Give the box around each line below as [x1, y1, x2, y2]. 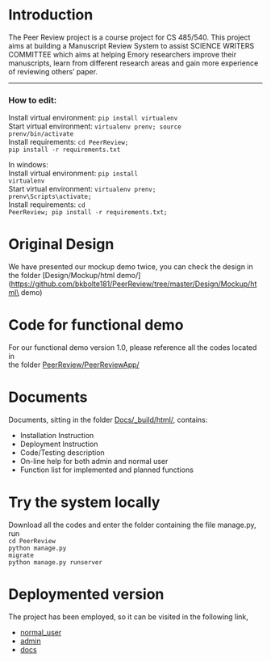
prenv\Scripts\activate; [8, 192, 92, 201]
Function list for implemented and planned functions [19, 465, 194, 474]
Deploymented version [8, 585, 165, 604]
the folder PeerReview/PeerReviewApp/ [8, 360, 140, 369]
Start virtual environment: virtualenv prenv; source [8, 121, 181, 131]
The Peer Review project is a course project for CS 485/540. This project [8, 32, 251, 42]
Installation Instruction [19, 431, 94, 441]
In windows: [8, 160, 48, 170]
